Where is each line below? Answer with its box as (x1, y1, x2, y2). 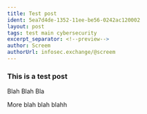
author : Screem (7, 42, 51, 49)
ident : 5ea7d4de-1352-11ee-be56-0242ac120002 (7, 17, 140, 23)
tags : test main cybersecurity (7, 29, 97, 37)
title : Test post (7, 10, 57, 17)
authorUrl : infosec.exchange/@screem (7, 49, 116, 56)
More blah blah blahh (7, 101, 68, 109)
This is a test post (7, 71, 68, 81)
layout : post (7, 23, 45, 30)
